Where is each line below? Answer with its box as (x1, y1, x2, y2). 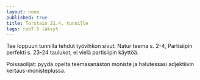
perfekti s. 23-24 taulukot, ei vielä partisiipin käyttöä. (6, 49, 139, 56)
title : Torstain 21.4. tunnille (6, 20, 88, 26)
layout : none (6, 8, 40, 15)
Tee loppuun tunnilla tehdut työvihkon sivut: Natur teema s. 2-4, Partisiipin (6, 42, 193, 50)
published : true (6, 15, 48, 21)
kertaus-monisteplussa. (6, 67, 66, 75)
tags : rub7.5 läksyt (6, 25, 59, 32)
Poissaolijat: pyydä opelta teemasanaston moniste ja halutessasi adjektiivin (6, 61, 195, 68)
